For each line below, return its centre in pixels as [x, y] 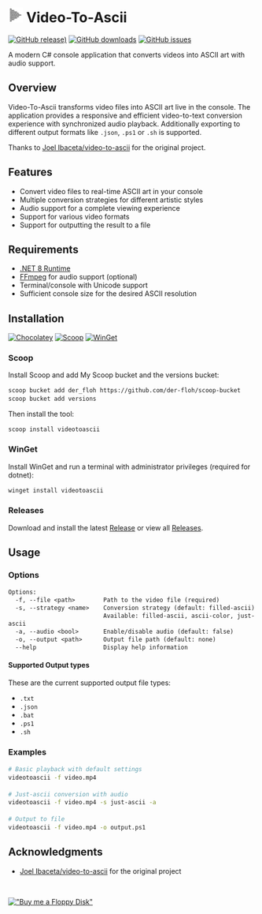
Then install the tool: [41, 414]
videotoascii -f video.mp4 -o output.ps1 [77, 828]
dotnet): [21, 475]
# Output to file [37, 819]
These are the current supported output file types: [90, 683]
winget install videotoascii [56, 490]
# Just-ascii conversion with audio [68, 794]
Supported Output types [49, 665]
